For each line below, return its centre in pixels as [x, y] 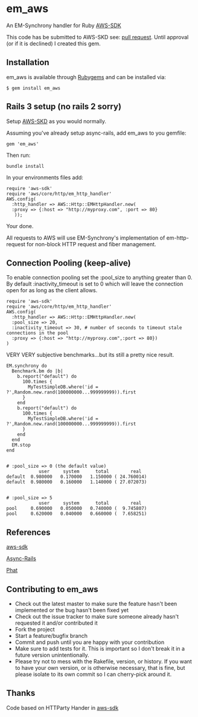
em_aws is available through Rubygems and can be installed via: [86, 77]
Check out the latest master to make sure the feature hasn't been [96, 604]
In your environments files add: [45, 177]
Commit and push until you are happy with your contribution [90, 642]
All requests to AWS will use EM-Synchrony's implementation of [86, 238]
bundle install [25, 166]
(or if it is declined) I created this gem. [53, 43]
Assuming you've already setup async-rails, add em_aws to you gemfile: [96, 133]
